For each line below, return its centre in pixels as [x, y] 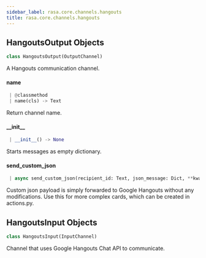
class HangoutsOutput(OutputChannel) [55, 57]
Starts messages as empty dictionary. [54, 151]
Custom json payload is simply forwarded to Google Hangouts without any [100, 190]
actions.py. [20, 203]
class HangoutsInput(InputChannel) [52, 237]
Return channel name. [34, 113]
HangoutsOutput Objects [55, 43]
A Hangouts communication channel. [53, 69]
